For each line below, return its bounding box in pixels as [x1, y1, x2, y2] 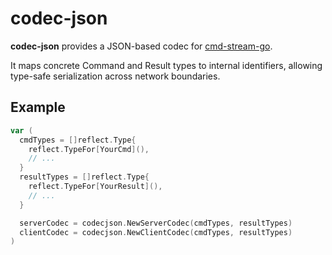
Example [10, 99, 66, 116]
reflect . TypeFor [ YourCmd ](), [28, 144, 150, 154]
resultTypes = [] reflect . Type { [19, 172, 150, 182]
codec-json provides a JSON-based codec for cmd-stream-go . [10, 40, 273, 52]
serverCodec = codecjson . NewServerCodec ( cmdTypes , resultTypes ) [19, 218, 293, 228]
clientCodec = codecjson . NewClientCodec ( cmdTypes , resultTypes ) [19, 227, 293, 237]
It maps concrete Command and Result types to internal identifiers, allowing [10, 59, 323, 71]
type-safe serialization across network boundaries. [10, 70, 221, 82]
